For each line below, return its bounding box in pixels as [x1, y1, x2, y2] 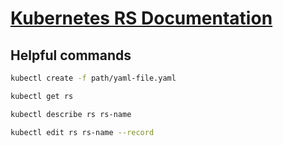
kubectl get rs [10, 91, 74, 101]
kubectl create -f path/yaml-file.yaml [10, 73, 177, 83]
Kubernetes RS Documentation [10, 7, 273, 30]
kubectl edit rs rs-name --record [10, 127, 155, 137]
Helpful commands [10, 47, 132, 64]
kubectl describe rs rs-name [10, 109, 132, 119]
